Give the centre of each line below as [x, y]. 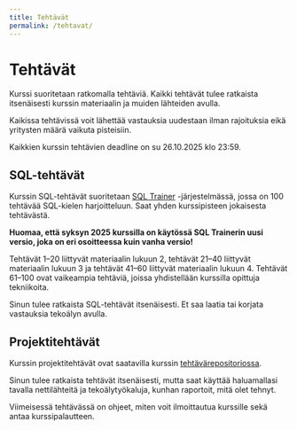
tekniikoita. [29, 287]
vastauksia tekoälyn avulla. [59, 314]
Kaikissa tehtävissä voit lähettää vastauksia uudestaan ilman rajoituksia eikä [148, 121]
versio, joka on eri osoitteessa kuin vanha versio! [101, 242]
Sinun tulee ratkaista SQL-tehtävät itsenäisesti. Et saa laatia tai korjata [137, 305]
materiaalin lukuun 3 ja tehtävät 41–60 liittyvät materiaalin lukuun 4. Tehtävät [148, 269]
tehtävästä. [30, 215]
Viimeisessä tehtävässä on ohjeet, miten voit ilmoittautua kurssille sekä [138, 407]
